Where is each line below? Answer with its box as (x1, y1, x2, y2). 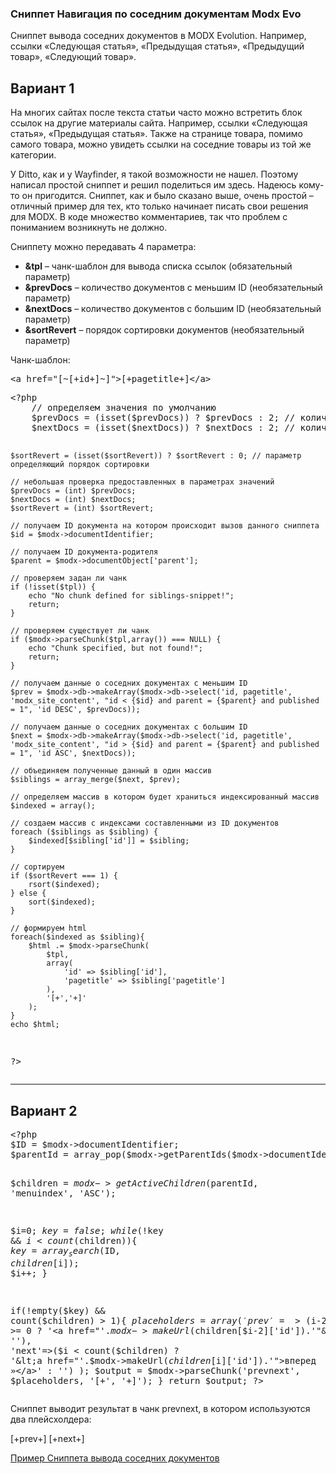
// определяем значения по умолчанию (31, 402, 217, 414)
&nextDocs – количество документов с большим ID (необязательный (24, 303, 322, 315)
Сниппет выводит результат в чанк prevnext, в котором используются (10, 1402, 311, 1414)
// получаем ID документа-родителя (10, 547, 159, 557)
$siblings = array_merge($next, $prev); (10, 775, 182, 785)
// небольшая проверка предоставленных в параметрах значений (10, 477, 275, 487)
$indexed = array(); (10, 801, 97, 811)
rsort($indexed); (28, 880, 101, 890)
